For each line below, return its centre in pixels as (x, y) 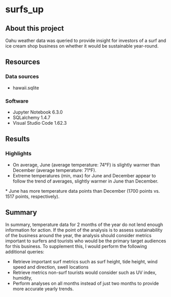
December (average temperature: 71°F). (54, 170)
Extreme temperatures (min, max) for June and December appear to (84, 175)
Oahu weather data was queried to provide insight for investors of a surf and (86, 40)
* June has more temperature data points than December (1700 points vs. (83, 191)
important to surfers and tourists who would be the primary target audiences (86, 241)
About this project (35, 28)
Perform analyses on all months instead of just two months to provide (86, 283)
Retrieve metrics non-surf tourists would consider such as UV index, (84, 272)
